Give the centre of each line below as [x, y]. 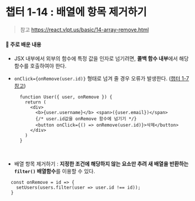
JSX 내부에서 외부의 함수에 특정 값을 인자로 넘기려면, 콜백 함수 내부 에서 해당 [101, 59]
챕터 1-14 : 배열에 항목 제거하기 [76, 12]
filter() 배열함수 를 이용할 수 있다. [54, 171]
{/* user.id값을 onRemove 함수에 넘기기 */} [86, 119]
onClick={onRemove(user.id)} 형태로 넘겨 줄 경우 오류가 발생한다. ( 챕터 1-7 [102, 79]
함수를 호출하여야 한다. [40, 66]
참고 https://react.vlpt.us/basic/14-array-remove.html [84, 30]
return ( [36, 102]
